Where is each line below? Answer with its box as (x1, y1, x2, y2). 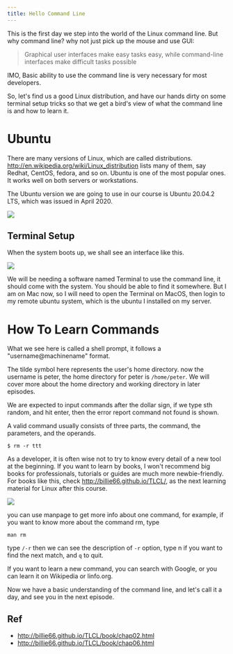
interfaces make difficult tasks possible (24, 57, 137, 66)
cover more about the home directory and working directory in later (7, 380, 200, 389)
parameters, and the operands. (7, 429, 96, 438)
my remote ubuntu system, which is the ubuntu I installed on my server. (7, 297, 212, 306)
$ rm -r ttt (7, 443, 42, 450)
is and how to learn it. (7, 106, 70, 115)
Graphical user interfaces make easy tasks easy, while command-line (24, 50, 224, 58)
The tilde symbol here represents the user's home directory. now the (7, 366, 204, 374)
